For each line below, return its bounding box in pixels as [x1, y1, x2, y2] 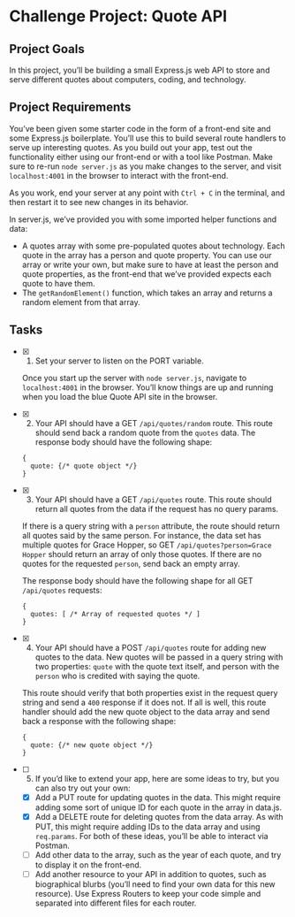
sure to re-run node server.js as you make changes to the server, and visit [9, 161, 282, 172]
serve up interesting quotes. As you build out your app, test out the [9, 141, 253, 152]
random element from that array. [21, 296, 140, 307]
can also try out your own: [34, 783, 131, 793]
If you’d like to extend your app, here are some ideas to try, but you [34, 773, 280, 783]
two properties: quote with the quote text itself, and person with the [34, 661, 280, 671]
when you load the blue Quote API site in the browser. [21, 391, 218, 401]
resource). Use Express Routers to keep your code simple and [34, 888, 261, 898]
